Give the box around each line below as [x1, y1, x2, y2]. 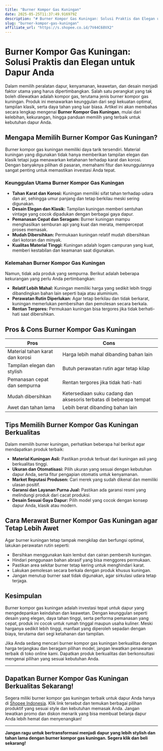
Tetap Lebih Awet [5, 524, 59, 533]
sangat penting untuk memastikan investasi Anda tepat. [5, 167, 116, 173]
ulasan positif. [12, 482, 40, 488]
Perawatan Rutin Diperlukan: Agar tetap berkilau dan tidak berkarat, [12, 296, 149, 301]
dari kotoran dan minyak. [12, 237, 62, 243]
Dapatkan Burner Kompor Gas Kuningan [5, 674, 129, 683]
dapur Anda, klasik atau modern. [12, 503, 78, 509]
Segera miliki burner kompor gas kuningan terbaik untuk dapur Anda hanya [5, 695, 155, 701]
